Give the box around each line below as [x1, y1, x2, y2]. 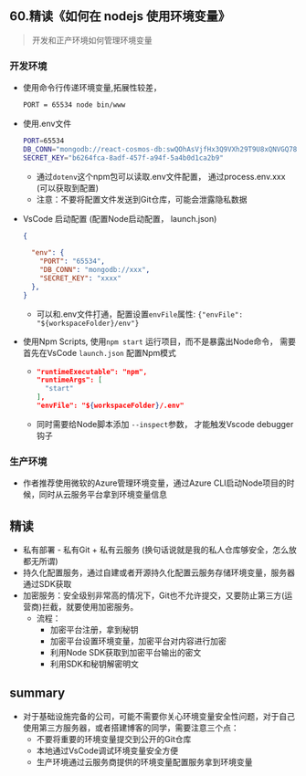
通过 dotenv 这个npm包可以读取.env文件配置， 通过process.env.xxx [36, 171, 286, 182]
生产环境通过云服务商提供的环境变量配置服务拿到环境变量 [36, 756, 253, 767]
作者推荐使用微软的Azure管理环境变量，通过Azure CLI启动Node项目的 [22, 477, 288, 488]
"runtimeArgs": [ [36, 375, 103, 385]
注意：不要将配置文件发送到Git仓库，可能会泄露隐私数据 [36, 194, 248, 204]
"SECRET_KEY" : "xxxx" [39, 273, 121, 283]
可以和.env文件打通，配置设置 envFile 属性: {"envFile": [36, 309, 244, 320]
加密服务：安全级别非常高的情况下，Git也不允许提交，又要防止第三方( [22, 590, 285, 601]
